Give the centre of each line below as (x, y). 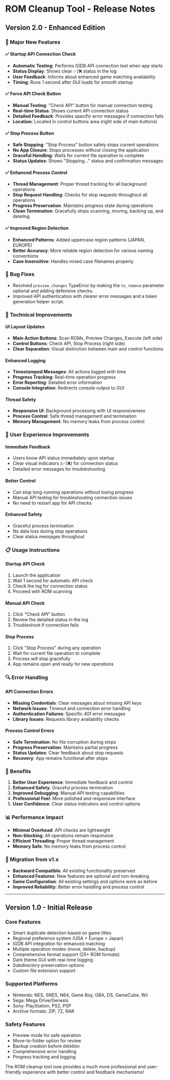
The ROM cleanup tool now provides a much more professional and (75, 1066)
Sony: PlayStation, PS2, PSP (42, 1005)
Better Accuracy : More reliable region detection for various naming (83, 250)
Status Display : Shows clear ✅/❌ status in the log (65, 71)
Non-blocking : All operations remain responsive (63, 835)
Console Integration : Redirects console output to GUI (68, 388)
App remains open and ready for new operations (63, 664)
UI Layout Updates (25, 327)
